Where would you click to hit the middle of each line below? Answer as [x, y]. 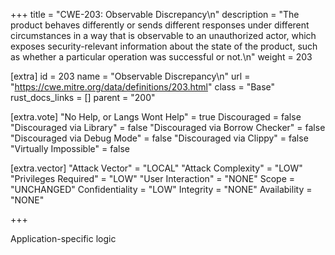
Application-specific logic [63, 238]
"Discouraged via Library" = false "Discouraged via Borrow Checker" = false [168, 127]
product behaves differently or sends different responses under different [160, 25]
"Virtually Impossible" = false [70, 148]
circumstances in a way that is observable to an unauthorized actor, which [163, 35]
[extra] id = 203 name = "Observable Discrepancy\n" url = [130, 76]
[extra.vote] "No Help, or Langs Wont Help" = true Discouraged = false [156, 117]
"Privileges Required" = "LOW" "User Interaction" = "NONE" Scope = [153, 178]
